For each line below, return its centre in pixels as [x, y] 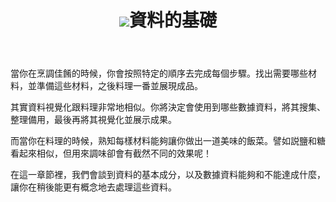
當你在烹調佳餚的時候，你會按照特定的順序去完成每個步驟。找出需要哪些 [159, 73]
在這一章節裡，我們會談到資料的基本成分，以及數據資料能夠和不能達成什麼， [168, 175]
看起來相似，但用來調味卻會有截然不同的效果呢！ [111, 153]
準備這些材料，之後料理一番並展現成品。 [119, 86]
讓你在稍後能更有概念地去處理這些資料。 [93, 187]
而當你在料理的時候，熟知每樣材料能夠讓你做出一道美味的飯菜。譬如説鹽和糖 [168, 141]
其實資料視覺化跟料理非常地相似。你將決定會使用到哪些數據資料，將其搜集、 [168, 107]
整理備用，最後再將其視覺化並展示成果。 [93, 120]
